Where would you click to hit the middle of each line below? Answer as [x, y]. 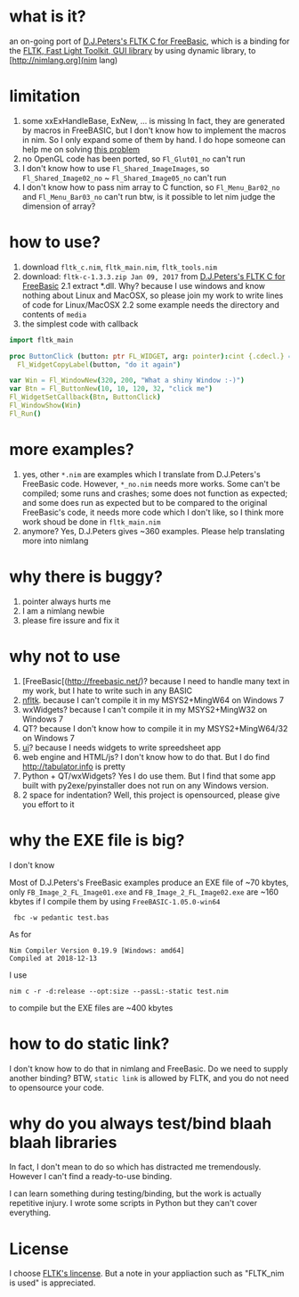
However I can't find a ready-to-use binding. [91, 1177]
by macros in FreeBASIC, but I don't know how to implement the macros [154, 130]
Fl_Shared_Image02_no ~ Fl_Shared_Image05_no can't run [124, 178]
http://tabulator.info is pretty [74, 766]
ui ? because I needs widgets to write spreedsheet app [121, 748]
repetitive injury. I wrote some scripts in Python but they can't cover [133, 1203]
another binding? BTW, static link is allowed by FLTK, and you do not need [149, 1078]
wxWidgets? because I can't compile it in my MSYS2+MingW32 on [145, 709]
